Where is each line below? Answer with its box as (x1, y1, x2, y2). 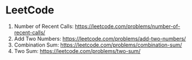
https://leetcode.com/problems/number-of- (75, 23, 181, 30)
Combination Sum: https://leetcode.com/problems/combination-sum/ (14, 41, 183, 48)
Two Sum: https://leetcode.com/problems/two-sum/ (14, 47, 141, 54)
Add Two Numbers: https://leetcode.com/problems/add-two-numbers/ (14, 35, 186, 42)
